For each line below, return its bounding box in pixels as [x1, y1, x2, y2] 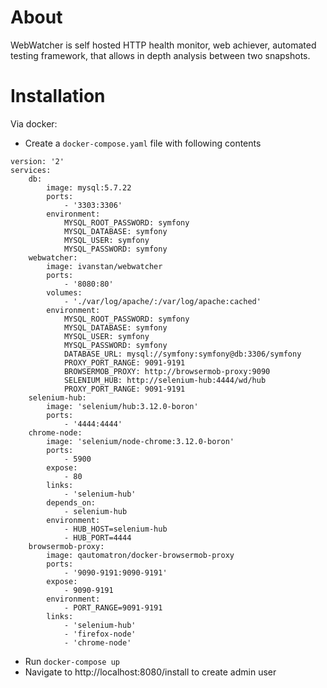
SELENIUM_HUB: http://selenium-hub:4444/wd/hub [63, 375, 267, 385]
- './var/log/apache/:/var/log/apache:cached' [63, 296, 262, 306]
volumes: [46, 287, 83, 298]
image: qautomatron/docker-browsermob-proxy [46, 550, 235, 560]
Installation [10, 85, 106, 108]
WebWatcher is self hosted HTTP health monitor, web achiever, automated [10, 39, 317, 51]
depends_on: [46, 497, 97, 508]
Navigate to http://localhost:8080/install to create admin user [24, 666, 277, 678]
